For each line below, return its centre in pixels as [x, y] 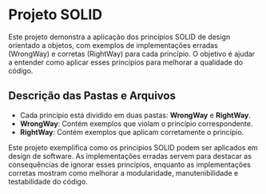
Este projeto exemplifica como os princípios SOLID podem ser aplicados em [133, 147]
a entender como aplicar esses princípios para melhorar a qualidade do [126, 62]
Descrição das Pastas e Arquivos [92, 96]
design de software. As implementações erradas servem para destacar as [130, 156]
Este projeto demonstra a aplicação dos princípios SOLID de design [119, 37]
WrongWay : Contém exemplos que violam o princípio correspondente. [136, 123]
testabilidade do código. [48, 181]
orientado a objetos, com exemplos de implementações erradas [113, 45]
